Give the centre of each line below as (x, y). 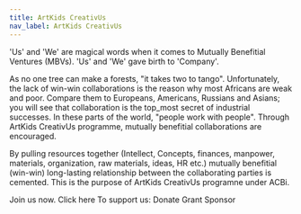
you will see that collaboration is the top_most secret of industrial (130, 107)
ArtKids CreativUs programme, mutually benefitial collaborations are (136, 126)
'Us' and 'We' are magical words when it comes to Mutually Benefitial (137, 51)
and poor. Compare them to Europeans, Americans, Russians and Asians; (145, 98)
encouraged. (33, 136)
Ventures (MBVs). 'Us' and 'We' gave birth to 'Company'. (114, 61)
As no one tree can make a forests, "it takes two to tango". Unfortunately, (145, 78)
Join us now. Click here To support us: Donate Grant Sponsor (123, 200)
